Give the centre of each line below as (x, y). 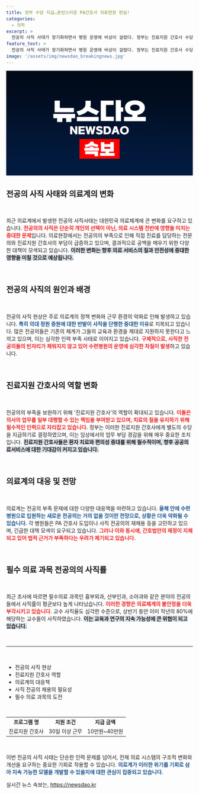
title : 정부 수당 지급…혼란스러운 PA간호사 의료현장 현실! (68, 12)
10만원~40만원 (105, 731)
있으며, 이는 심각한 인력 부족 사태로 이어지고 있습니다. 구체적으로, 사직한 (100, 338)
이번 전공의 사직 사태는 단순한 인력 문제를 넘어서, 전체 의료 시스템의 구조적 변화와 (99, 757)
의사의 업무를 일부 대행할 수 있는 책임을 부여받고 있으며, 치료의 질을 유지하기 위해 (98, 420)
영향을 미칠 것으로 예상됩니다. (40, 258)
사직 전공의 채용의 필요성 (43, 690)
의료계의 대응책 (32, 682)
